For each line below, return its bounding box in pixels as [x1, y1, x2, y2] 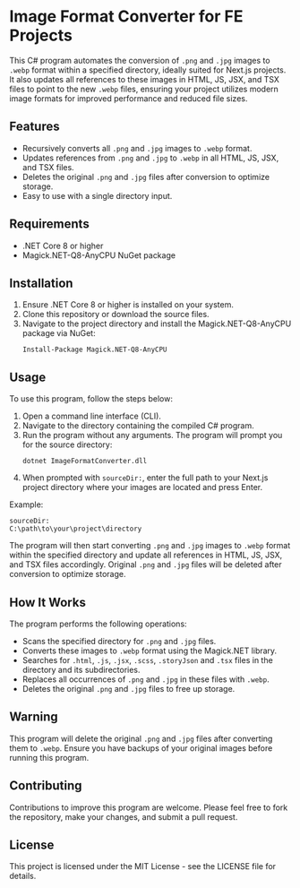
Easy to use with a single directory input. [21, 190, 173, 201]
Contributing [9, 778, 82, 794]
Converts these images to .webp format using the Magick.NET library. [21, 645, 278, 656]
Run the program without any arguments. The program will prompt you [21, 430, 283, 441]
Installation [9, 275, 73, 290]
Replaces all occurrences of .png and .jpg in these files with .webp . [21, 674, 270, 685]
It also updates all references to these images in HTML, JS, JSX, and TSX [9, 73, 280, 84]
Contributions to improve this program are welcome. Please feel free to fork [9, 802, 288, 813]
